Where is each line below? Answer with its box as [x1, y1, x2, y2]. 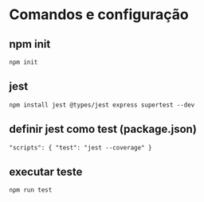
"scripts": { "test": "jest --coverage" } [9, 143, 152, 152]
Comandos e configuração [9, 6, 190, 24]
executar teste [9, 165, 83, 179]
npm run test [9, 186, 53, 194]
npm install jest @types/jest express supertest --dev [9, 101, 195, 109]
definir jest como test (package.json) [9, 122, 198, 136]
